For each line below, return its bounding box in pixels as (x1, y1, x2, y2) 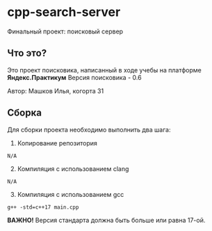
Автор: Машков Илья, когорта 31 (7, 86, 104, 95)
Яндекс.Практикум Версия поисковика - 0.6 (7, 73, 142, 81)
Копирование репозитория (17, 138, 97, 147)
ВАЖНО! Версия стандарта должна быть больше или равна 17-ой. (7, 216, 206, 224)
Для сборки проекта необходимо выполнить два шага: (7, 125, 171, 134)
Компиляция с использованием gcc (17, 190, 124, 198)
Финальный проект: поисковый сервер (7, 27, 124, 35)
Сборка (7, 107, 42, 119)
